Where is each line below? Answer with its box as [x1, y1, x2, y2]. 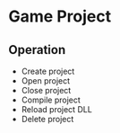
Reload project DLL [21, 104, 93, 114]
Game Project [8, 6, 112, 27]
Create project [21, 66, 75, 76]
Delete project [21, 114, 74, 124]
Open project [21, 75, 71, 86]
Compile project [21, 94, 81, 105]
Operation [8, 42, 66, 58]
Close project [21, 85, 72, 95]
